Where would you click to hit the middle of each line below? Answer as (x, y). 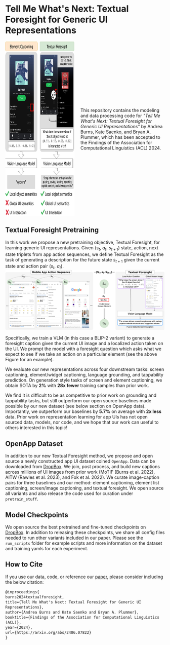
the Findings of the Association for (116, 143)
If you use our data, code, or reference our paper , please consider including (84, 577)
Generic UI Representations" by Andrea (121, 127)
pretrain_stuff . (22, 499)
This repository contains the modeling (120, 110)
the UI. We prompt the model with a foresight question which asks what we (83, 349)
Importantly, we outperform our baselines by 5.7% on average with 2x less (83, 411)
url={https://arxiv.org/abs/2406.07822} (49, 632)
